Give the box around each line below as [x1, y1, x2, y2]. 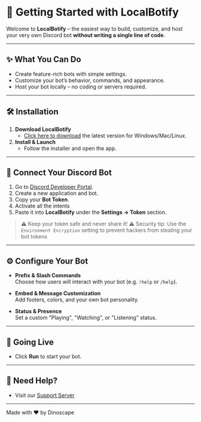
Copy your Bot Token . [14, 196, 70, 203]
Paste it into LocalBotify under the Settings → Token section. [14, 209, 167, 216]
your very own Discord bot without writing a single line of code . [6, 31, 166, 38]
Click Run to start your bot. [14, 353, 82, 360]
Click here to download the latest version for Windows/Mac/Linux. [23, 132, 187, 139]
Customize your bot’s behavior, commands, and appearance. [14, 77, 165, 84]
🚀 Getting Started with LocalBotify [6, 5, 179, 19]
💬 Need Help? [6, 376, 58, 386]
